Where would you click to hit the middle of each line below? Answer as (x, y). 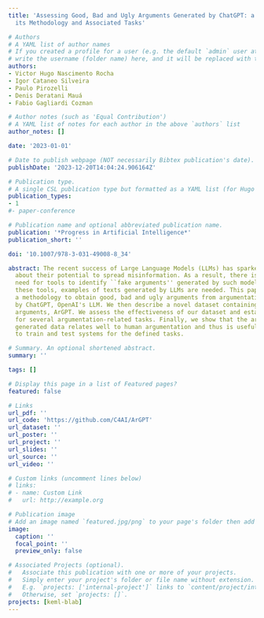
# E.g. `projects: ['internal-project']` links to (96, 587)
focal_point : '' (42, 544)
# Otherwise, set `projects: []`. (68, 594)
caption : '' (35, 536)
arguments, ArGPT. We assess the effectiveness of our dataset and (128, 312)
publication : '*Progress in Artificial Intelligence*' (100, 232)
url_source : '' (33, 457)
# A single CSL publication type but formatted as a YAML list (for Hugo (132, 189)
